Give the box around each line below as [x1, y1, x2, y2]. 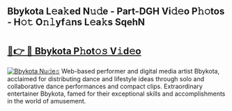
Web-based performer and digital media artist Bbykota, [61, 67, 220, 75]
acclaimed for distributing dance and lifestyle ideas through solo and [7, 75, 205, 83]
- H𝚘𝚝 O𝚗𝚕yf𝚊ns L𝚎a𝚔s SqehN [7, 17, 145, 28]
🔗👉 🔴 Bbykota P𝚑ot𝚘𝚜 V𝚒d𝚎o [7, 45, 141, 57]
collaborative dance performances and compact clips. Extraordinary [7, 83, 203, 90]
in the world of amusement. [7, 97, 86, 105]
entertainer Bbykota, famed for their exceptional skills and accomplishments [7, 89, 226, 98]
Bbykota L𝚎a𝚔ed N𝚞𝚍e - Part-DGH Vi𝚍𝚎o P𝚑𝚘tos [7, 6, 225, 17]
